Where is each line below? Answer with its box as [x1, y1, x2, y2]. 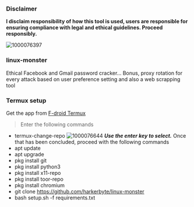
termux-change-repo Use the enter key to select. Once [14, 132, 186, 139]
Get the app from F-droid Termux [6, 110, 86, 117]
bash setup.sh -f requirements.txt [14, 194, 96, 201]
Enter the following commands [20, 121, 94, 128]
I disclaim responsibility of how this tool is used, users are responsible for [6, 18, 188, 25]
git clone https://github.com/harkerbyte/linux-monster [14, 188, 144, 195]
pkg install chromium [14, 181, 65, 188]
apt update [14, 145, 41, 152]
